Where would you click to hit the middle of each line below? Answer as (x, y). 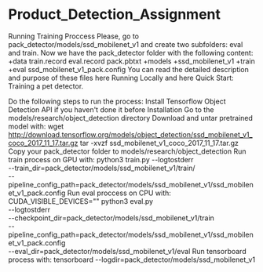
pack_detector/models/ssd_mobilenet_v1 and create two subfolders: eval (126, 44)
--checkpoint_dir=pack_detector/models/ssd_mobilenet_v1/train (111, 218)
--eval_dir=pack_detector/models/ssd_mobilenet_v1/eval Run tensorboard (127, 251)
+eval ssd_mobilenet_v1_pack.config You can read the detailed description (129, 69)
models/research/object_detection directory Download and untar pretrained (131, 118)
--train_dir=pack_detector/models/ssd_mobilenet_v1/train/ (102, 168)
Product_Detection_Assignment (115, 15)
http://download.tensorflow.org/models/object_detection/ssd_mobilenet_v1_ (130, 134)
